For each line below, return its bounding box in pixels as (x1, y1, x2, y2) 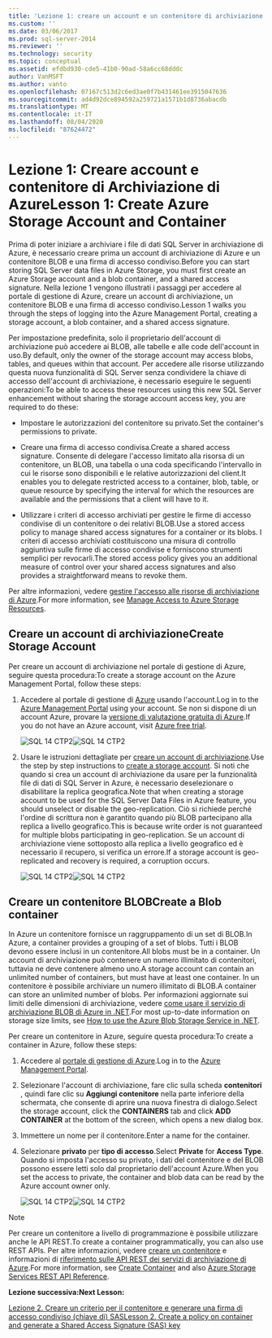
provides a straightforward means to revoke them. (19, 571, 188, 580)
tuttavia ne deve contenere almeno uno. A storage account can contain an (8, 964, 254, 973)
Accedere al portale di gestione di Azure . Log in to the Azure (19, 1056, 221, 1066)
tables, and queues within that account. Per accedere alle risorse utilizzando (8, 359, 265, 369)
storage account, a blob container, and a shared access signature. (8, 317, 230, 326)
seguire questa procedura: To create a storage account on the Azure (8, 670, 236, 680)
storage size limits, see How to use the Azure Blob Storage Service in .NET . (8, 1016, 260, 1025)
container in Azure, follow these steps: (8, 1040, 137, 1050)
